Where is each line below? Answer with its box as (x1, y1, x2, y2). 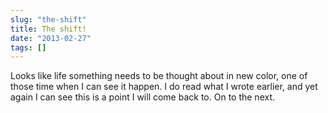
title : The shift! (10, 24, 87, 34)
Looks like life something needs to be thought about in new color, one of (10, 70, 308, 82)
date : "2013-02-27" (10, 33, 92, 43)
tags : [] (10, 42, 47, 53)
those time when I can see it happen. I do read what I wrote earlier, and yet (10, 81, 318, 93)
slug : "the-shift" (10, 14, 87, 25)
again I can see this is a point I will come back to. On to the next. (10, 91, 276, 103)
